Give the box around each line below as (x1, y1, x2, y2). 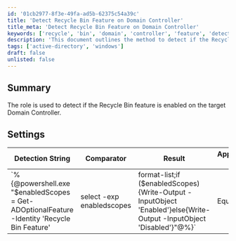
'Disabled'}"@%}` (138, 223, 197, 233)
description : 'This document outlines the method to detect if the (7, 37, 209, 44)
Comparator (85, 154, 127, 164)
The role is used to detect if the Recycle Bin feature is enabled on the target (7, 100, 226, 109)
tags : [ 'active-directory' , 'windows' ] (7, 43, 124, 50)
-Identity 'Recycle (11, 214, 71, 223)
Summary (7, 82, 51, 94)
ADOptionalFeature (11, 205, 74, 215)
